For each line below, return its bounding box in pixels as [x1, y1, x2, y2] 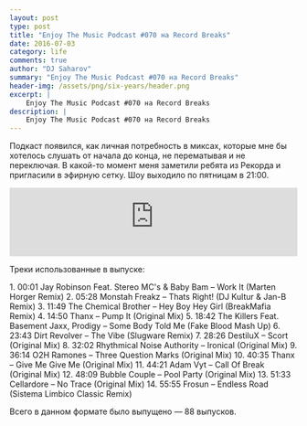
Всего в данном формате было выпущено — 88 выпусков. [9, 406, 238, 417]
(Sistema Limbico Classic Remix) [9, 389, 132, 399]
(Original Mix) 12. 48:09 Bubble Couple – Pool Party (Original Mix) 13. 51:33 [9, 369, 291, 380]
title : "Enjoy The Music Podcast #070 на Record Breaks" [9, 30, 231, 39]
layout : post [9, 13, 59, 23]
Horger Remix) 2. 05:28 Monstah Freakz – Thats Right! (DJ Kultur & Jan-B [9, 292, 287, 303]
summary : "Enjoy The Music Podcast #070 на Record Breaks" [9, 73, 239, 82]
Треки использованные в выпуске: [9, 264, 145, 275]
